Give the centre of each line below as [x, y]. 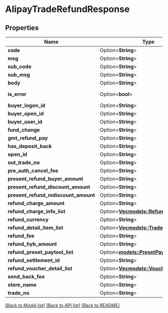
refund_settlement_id [34, 260]
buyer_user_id [25, 122]
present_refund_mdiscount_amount [51, 195]
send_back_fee [26, 277]
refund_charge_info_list [37, 211]
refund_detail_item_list [35, 228]
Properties [22, 28]
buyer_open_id [26, 114]
